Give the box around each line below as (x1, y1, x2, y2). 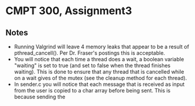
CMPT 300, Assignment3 (5, 4, 133, 18)
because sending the (14, 93, 65, 100)
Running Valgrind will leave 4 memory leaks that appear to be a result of (14, 43, 190, 50)
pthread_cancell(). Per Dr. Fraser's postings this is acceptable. (14, 49, 166, 57)
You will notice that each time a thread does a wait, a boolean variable (14, 56, 184, 62)
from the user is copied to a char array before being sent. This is (14, 87, 171, 94)
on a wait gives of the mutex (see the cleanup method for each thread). (14, 75, 187, 81)
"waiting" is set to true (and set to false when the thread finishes (14, 62, 171, 69)
